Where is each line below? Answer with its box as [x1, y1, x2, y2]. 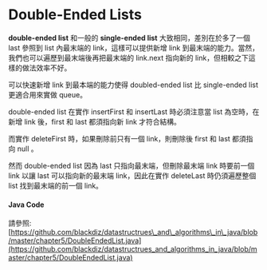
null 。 [17, 144, 38, 153]
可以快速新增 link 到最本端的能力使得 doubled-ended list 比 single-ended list [8, 80, 259, 89]
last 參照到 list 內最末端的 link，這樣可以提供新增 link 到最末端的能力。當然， [8, 42, 260, 53]
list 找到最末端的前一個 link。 [8, 181, 104, 190]
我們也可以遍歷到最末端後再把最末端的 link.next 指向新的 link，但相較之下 [8, 53, 249, 62]
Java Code [8, 200, 45, 209]
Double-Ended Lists [8, 6, 142, 24]
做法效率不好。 [22, 62, 72, 73]
